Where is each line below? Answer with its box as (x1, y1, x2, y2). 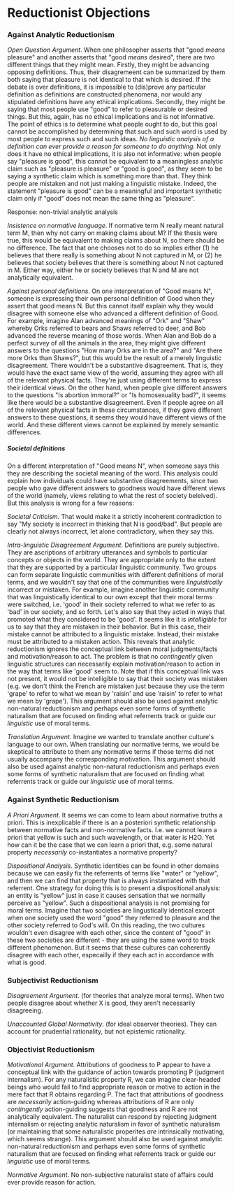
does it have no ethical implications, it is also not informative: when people (7, 150, 221, 158)
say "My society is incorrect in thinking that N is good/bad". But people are (7, 520, 222, 529)
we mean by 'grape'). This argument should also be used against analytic (7, 697, 219, 706)
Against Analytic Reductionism (7, 30, 115, 40)
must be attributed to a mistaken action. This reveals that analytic (7, 638, 196, 646)
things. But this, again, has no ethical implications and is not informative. (7, 113, 215, 121)
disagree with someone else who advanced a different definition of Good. (7, 309, 219, 317)
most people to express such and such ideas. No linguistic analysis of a (7, 135, 214, 143)
